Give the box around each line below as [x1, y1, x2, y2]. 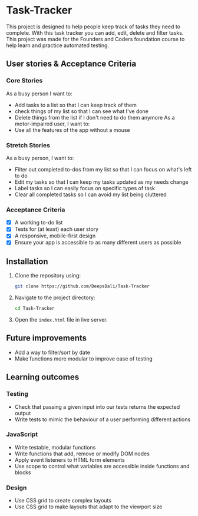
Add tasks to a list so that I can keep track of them [14, 101, 137, 108]
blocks [14, 469, 31, 476]
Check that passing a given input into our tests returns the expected [14, 403, 180, 410]
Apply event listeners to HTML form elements [14, 456, 125, 463]
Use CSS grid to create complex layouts [14, 497, 112, 504]
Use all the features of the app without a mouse [14, 126, 131, 133]
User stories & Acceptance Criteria [6, 59, 137, 69]
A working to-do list [14, 219, 63, 226]
